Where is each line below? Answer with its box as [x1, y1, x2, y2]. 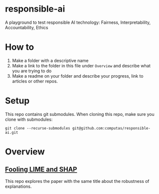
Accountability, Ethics [5, 24, 48, 30]
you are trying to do [12, 68, 52, 74]
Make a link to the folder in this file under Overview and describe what [12, 63, 151, 68]
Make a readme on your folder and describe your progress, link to [12, 73, 144, 79]
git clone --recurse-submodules [5, 126, 70, 130]
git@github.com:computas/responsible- [72, 126, 151, 130]
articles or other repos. [12, 78, 58, 84]
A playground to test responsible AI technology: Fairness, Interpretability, [5, 19, 151, 25]
